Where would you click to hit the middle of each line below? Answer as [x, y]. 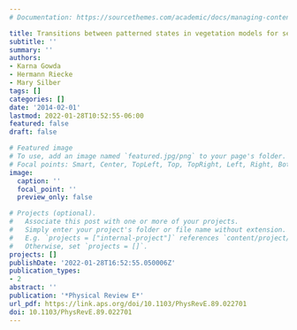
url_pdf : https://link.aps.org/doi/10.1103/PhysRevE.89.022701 [128, 303]
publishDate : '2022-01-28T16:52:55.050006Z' [92, 263]
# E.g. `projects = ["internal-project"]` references [114, 238]
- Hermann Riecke [41, 75]
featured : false [39, 124]
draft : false [33, 132]
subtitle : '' [33, 42]
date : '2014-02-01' [45, 107]
